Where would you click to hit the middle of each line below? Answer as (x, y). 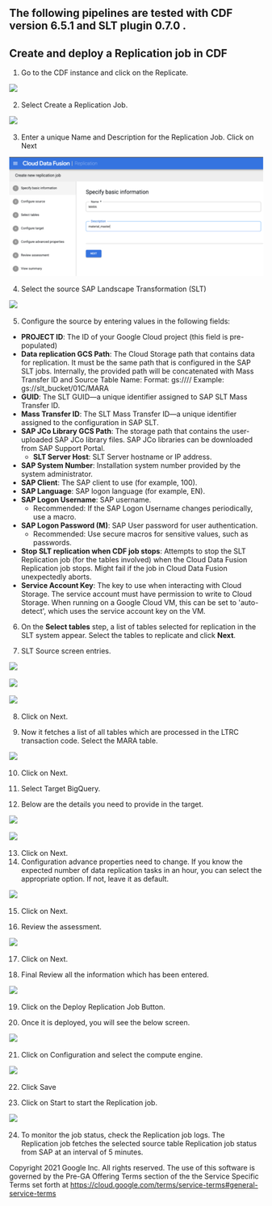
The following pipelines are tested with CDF (121, 13)
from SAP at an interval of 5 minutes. (82, 1152)
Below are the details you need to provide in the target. (112, 804)
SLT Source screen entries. (66, 651)
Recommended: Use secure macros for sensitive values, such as (140, 534)
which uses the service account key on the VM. (127, 611)
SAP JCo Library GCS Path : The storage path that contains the (126, 432)
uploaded (37, 440)
